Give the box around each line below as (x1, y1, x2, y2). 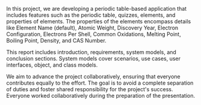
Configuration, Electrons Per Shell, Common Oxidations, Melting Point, (6, 31, 181, 38)
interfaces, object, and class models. (6, 61, 98, 68)
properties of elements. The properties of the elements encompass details (6, 18, 191, 25)
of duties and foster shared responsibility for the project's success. (6, 86, 173, 92)
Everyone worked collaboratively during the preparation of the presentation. (6, 92, 195, 99)
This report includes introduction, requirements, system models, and (6, 49, 177, 56)
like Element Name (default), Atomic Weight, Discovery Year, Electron (6, 24, 179, 31)
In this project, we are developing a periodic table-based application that (6, 5, 187, 12)
